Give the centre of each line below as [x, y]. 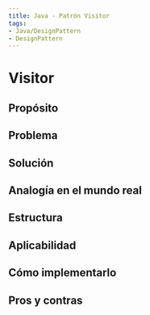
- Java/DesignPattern [45, 31]
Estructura [35, 218]
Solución [31, 163]
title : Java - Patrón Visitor [59, 16]
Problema [33, 135]
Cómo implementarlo [62, 273]
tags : [17, 23]
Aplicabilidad [42, 245]
